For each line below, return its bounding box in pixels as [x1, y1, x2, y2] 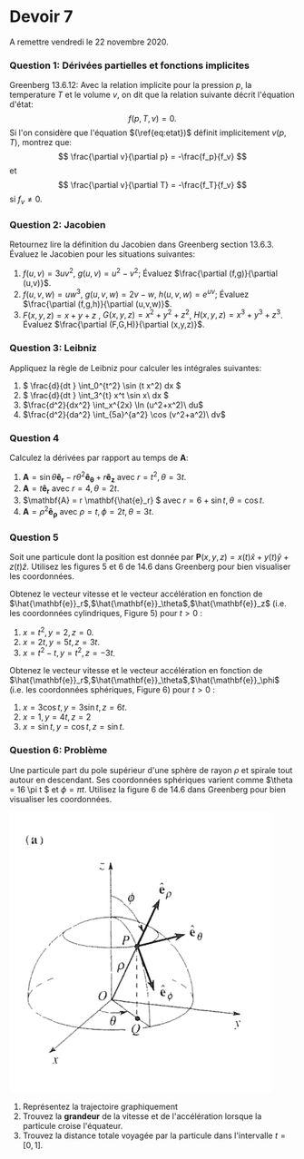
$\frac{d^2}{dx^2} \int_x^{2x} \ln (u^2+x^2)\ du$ [22, 399, 204, 410]
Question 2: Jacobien [9, 218, 106, 231]
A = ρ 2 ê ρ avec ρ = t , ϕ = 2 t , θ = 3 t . [22, 505, 154, 519]
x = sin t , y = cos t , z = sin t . [22, 722, 125, 732]
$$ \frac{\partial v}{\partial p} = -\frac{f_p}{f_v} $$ [57, 152, 248, 162]
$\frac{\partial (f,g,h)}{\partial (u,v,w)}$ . [22, 298, 172, 309]
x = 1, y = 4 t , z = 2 [22, 712, 92, 722]
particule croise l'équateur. [22, 1120, 123, 1131]
